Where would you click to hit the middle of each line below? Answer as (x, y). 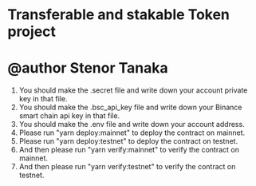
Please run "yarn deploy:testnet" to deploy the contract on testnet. (128, 141)
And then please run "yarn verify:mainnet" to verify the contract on (129, 150)
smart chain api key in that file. (69, 116)
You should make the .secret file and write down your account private (133, 90)
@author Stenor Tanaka (88, 68)
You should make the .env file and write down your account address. (132, 125)
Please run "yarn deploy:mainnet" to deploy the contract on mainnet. (132, 133)
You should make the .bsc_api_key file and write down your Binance (130, 107)
